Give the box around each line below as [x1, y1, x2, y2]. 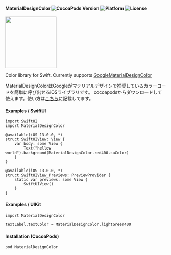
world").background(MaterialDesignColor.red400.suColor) [5, 150, 129, 156]
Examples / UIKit [5, 201, 41, 207]
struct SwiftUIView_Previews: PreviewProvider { [5, 173, 111, 178]
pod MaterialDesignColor [5, 244, 58, 249]
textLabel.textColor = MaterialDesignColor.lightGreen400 [5, 222, 131, 227]
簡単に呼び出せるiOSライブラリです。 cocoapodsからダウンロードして [14, 89, 162, 95]
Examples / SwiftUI [5, 108, 46, 114]
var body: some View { [14, 141, 63, 146]
